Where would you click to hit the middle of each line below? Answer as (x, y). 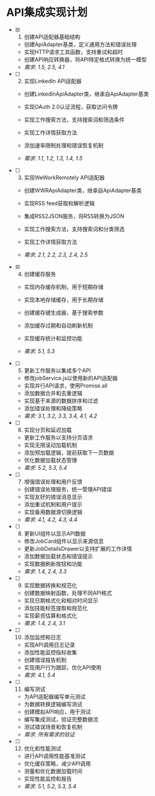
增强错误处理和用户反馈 (53, 481)
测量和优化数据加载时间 (53, 771)
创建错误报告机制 (45, 660)
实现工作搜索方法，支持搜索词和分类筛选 (74, 229)
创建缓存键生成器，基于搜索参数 (64, 312)
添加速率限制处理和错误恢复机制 (64, 145)
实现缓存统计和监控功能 (53, 338)
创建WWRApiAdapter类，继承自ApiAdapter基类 (83, 190)
